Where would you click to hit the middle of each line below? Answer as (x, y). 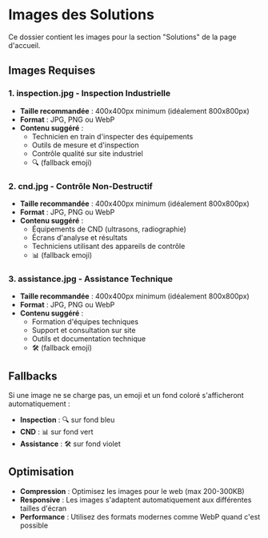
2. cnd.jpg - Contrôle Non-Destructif (81, 186)
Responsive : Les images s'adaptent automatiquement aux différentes (136, 500)
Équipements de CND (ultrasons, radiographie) (109, 229)
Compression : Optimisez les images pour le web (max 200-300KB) (132, 491)
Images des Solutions (81, 15)
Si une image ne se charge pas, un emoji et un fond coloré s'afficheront (126, 395)
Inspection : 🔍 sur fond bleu (67, 420)
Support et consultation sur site (84, 331)
